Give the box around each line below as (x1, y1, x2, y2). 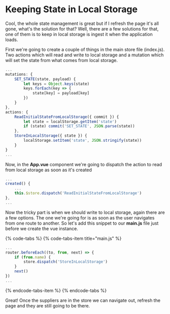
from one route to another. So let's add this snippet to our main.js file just (5, 220, 159, 226)
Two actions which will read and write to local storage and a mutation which (5, 52, 164, 58)
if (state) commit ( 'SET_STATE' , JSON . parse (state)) (23, 123, 135, 129)
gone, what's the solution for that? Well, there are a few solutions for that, (5, 25, 159, 32)
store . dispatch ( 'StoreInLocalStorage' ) (23, 259, 108, 265)
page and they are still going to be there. (5, 302, 90, 308)
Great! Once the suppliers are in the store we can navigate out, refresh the (5, 297, 161, 303)
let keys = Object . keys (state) (23, 81, 90, 86)
